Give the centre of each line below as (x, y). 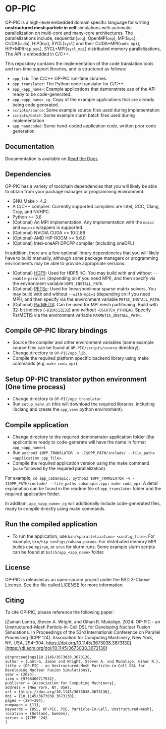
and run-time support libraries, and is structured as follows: (66, 69)
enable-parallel (29, 279)
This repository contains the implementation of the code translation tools (79, 63)
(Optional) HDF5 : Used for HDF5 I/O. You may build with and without (82, 273)
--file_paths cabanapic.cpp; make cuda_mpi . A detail (104, 483)
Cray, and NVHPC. (31, 212)
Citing (15, 600)
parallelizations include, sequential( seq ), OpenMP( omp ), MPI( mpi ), (71, 38)
